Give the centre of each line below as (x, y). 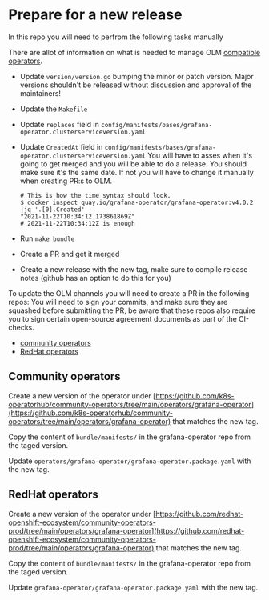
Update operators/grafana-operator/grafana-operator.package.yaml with (130, 461)
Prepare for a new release (95, 15)
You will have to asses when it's (200, 155)
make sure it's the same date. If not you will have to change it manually (137, 172)
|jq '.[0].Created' (52, 210)
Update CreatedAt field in (61, 146)
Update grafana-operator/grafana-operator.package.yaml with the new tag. (133, 587)
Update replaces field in (60, 124)
